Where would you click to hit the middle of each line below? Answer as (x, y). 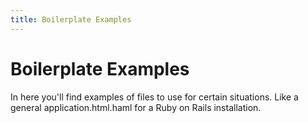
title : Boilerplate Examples (71, 19)
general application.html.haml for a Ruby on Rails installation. (136, 107)
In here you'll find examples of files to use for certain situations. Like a (154, 97)
